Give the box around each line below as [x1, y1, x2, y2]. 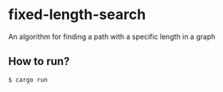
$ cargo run [8, 75, 48, 84]
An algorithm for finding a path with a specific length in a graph [8, 32, 216, 41]
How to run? [8, 55, 70, 68]
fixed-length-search [8, 6, 146, 24]
